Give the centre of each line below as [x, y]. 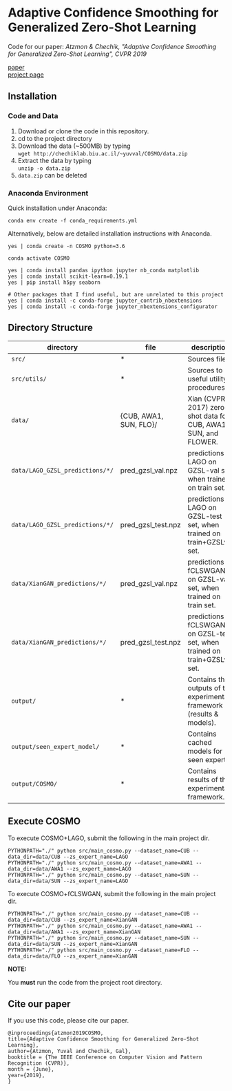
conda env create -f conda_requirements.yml [73, 220]
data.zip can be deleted [52, 175]
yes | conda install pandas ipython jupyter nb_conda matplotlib [103, 270]
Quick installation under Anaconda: [57, 208]
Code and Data [33, 116]
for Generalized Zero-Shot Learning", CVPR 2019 [77, 54]
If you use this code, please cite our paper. [68, 1021]
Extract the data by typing [54, 160]
